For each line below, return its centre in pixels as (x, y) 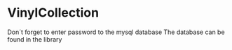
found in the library (35, 39)
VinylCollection (53, 13)
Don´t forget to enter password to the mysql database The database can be (116, 32)
